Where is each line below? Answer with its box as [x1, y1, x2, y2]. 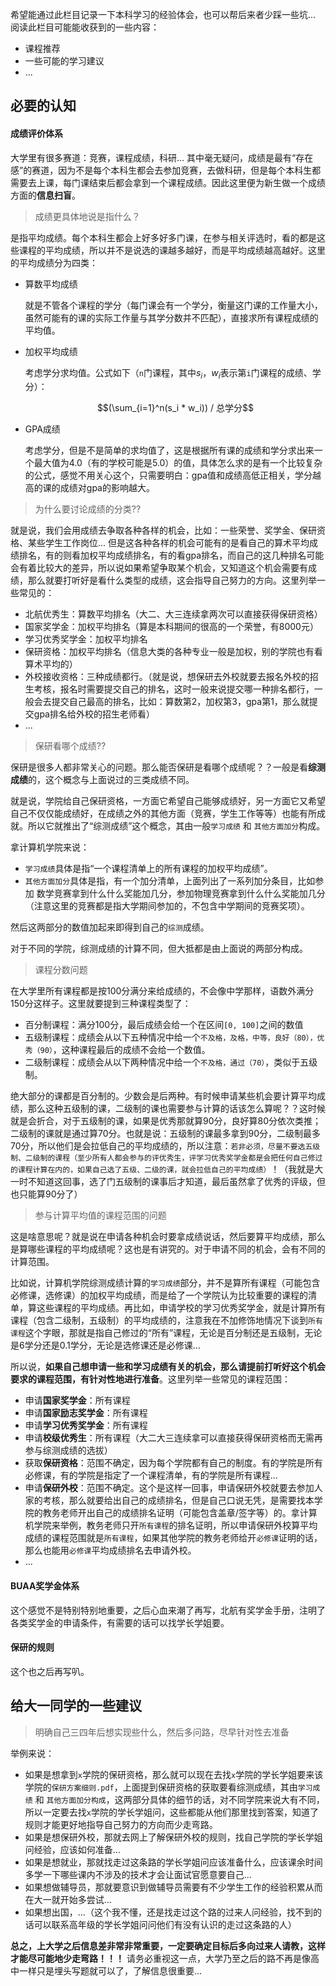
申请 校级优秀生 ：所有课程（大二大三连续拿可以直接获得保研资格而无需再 [24, 1432, 323, 1444]
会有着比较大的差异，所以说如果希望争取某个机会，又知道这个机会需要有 [10, 562, 308, 574]
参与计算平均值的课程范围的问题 [34, 1209, 167, 1222]
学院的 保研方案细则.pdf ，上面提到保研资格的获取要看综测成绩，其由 [24, 1781, 298, 1793]
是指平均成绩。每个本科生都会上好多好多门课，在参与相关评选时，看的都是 [10, 231, 317, 243]
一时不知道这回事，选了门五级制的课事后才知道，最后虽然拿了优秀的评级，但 [10, 1176, 326, 1188]
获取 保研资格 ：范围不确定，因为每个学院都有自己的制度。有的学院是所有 [24, 1457, 323, 1469]
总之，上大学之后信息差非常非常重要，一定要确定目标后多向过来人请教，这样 [10, 1939, 326, 1952]
